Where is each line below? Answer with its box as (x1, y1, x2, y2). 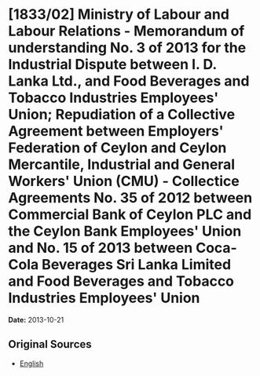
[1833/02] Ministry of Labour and (8, 5, 230, 24)
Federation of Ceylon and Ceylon (8, 139, 227, 157)
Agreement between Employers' (8, 122, 224, 141)
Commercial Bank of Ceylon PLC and (8, 206, 252, 224)
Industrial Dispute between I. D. (8, 56, 218, 74)
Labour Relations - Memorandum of (8, 22, 245, 40)
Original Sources (8, 338, 92, 351)
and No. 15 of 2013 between (8, 239, 193, 257)
